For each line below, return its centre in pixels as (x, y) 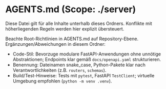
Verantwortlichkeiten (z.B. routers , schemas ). (59, 70)
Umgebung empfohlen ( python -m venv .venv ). (62, 81)
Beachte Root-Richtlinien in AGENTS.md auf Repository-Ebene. (72, 39)
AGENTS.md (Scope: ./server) (71, 9)
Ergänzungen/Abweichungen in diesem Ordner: (56, 44)
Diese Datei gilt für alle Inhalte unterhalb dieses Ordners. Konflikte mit (79, 23)
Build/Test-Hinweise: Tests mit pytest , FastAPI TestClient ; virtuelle (84, 75)
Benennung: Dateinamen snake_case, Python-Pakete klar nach (79, 65)
